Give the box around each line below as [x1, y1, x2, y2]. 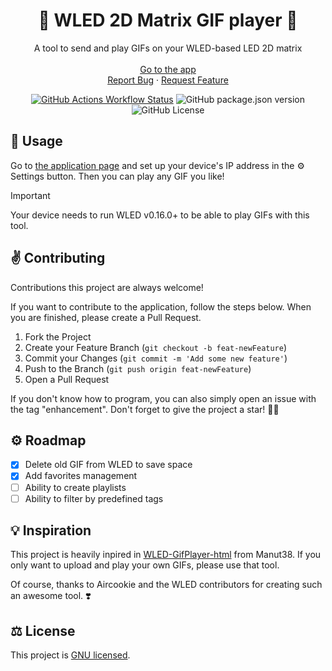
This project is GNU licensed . [10, 649, 131, 661]
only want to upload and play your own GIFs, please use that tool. [10, 559, 280, 571]
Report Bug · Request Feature [107, 74, 229, 86]
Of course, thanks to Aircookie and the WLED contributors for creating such [10, 579, 323, 591]
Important [10, 189, 51, 201]
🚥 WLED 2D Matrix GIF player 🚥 [38, 9, 298, 32]
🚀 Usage [10, 133, 63, 150]
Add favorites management [24, 470, 138, 482]
